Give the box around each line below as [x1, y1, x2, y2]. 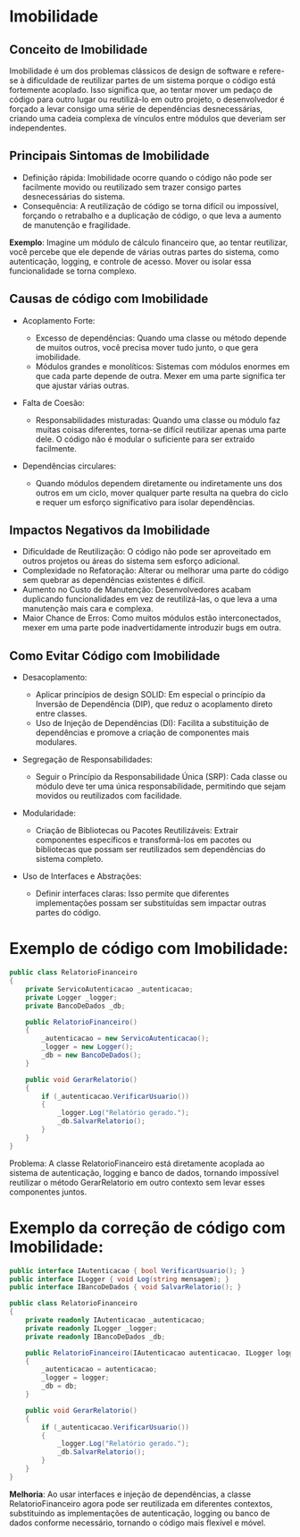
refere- [258, 65, 286, 76]
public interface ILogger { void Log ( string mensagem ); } [9, 1274, 229, 1284]
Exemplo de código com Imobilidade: [9, 939, 288, 959]
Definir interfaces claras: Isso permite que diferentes [35, 888, 229, 899]
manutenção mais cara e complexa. [21, 604, 154, 614]
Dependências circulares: [21, 460, 117, 471]
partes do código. [35, 908, 101, 918]
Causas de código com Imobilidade [9, 291, 209, 307]
